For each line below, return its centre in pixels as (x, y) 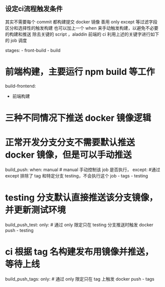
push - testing (19, 230)
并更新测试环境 (36, 210)
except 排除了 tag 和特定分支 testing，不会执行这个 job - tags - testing (77, 175)
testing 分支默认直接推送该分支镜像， (82, 198)
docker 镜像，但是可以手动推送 (68, 155)
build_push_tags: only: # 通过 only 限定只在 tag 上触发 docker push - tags (80, 279)
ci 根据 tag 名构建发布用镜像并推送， (80, 252)
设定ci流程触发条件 (34, 9)
